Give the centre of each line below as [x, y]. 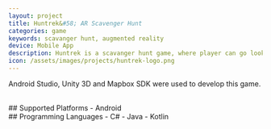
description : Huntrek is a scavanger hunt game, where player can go [128, 53]
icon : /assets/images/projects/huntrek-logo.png [92, 61]
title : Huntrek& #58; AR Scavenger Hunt [75, 23]
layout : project [35, 16]
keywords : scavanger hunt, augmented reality [86, 38]
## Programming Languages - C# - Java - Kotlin [89, 116]
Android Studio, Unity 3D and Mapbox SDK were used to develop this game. [135, 83]
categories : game [38, 31]
